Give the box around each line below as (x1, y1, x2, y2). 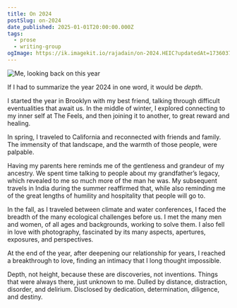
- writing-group (13, 43, 61, 50)
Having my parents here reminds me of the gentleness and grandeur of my (7, 161, 224, 170)
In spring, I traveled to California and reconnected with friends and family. (7, 132, 221, 141)
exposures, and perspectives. (7, 235, 94, 244)
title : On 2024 (7, 10, 52, 18)
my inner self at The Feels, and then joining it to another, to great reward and (7, 111, 230, 120)
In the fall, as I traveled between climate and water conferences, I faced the (7, 205, 226, 213)
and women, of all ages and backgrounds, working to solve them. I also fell (7, 220, 225, 228)
